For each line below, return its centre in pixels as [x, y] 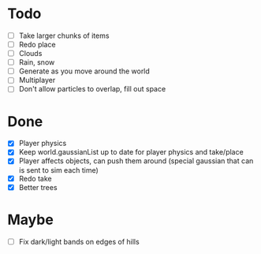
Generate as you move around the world [84, 71]
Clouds [30, 54]
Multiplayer [37, 80]
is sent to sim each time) [59, 170]
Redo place [37, 45]
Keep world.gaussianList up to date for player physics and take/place [131, 152]
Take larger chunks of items [64, 35]
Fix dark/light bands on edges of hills [79, 241]
